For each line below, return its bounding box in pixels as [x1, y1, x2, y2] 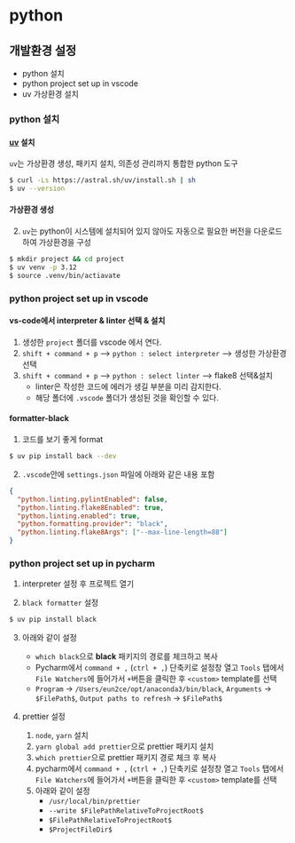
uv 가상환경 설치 [21, 89, 80, 99]
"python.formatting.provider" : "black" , [17, 520, 168, 529]
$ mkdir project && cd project [9, 255, 125, 264]
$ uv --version [9, 184, 66, 193]
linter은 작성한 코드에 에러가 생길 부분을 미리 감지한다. [35, 381, 221, 392]
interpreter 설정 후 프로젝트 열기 [21, 578, 135, 589]
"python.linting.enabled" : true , [17, 512, 141, 521]
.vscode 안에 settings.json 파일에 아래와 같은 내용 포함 [21, 468, 215, 480]
